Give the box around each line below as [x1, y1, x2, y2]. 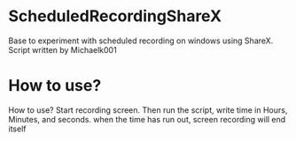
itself [8, 123, 27, 134]
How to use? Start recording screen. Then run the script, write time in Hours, [8, 104, 288, 115]
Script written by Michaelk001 [8, 44, 117, 55]
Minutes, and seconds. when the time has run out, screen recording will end [8, 114, 286, 124]
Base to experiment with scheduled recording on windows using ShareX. [8, 35, 274, 46]
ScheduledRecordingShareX [8, 6, 222, 26]
